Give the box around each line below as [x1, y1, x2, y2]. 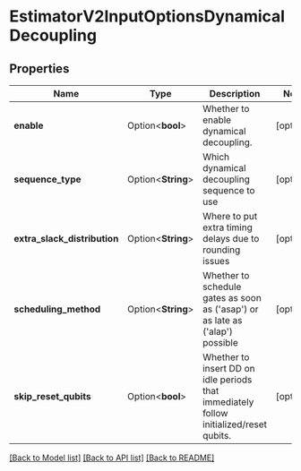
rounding [202, 244, 241, 256]
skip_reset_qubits [13, 390, 91, 402]
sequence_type [13, 173, 82, 185]
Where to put [202, 210, 258, 222]
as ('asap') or [202, 303, 259, 315]
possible [202, 337, 239, 348]
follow [202, 407, 228, 419]
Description [209, 88, 261, 99]
